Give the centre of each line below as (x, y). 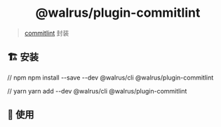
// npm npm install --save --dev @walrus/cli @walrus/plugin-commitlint (110, 77)
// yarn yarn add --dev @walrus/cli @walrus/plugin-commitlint (97, 91)
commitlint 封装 (47, 33)
